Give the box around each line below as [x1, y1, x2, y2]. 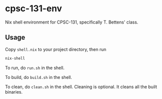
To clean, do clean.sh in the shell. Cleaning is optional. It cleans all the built [5, 84, 157, 90]
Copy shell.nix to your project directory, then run [5, 46, 107, 52]
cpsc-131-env [5, 3, 62, 14]
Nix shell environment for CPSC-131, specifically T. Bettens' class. [5, 19, 138, 25]
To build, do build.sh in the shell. [5, 74, 72, 80]
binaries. [5, 89, 23, 95]
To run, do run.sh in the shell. [5, 65, 65, 71]
